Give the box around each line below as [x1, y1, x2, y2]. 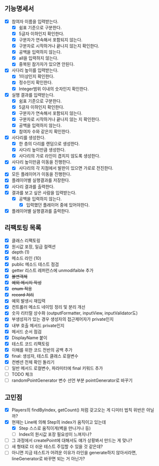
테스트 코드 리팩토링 [11, 341, 49, 347]
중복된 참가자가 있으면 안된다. [18, 61, 75, 67]
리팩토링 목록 [4, 224, 42, 232]
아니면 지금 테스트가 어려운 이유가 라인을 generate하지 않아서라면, [11, 450, 137, 456]
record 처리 [11, 292, 34, 298]
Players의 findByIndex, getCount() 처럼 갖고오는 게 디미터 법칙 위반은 [11, 407, 145, 413]
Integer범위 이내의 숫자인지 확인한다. [18, 86, 89, 92]
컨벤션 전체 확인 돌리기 [11, 359, 55, 365]
